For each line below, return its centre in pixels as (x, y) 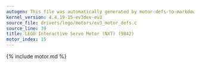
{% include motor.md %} (37, 56)
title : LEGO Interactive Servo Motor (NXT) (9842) (70, 34)
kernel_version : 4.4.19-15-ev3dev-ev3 (54, 17)
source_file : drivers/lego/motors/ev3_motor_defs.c (71, 23)
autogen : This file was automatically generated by (71, 12)
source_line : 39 (26, 28)
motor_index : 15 (26, 39)
